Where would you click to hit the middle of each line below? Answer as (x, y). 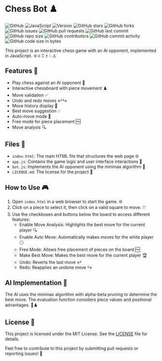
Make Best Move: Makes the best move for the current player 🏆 (83, 255)
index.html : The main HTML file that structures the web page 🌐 (75, 156)
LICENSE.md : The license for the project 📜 (52, 172)
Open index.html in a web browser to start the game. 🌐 (67, 202)
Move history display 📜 (35, 106)
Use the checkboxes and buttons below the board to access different (81, 214)
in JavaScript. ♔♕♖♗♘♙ (31, 55)
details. (12, 339)
